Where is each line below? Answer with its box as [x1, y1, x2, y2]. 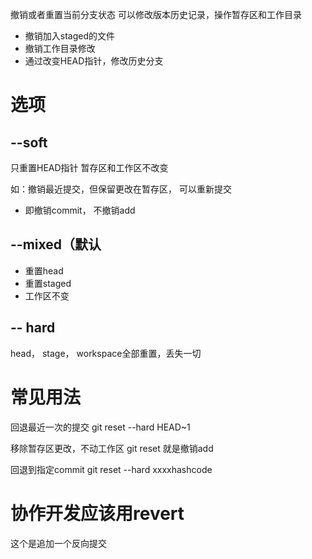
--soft [10, 134, 48, 151]
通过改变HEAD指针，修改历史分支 [24, 55, 164, 67]
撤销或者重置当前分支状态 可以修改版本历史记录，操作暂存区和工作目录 [10, 9, 302, 20]
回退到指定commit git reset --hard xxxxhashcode [10, 463, 213, 475]
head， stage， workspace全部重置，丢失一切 [10, 347, 202, 359]
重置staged [24, 277, 72, 289]
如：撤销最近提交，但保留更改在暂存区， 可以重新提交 [10, 183, 232, 195]
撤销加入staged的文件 [24, 30, 116, 42]
